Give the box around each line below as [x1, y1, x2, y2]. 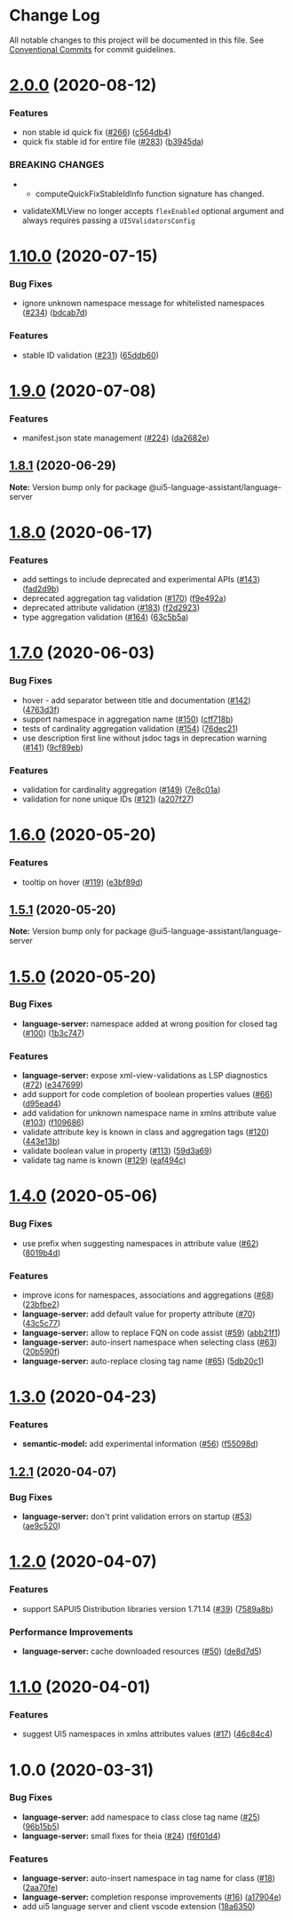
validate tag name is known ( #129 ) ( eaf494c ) [21, 1155, 186, 1165]
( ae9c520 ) [21, 1521, 61, 1531]
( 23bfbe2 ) [21, 1299, 60, 1309]
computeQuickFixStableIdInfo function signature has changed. [35, 188, 265, 199]
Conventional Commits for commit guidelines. [9, 43, 176, 54]
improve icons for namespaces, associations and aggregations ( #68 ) [21, 1289, 274, 1300]
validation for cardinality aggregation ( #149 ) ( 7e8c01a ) [21, 785, 221, 795]
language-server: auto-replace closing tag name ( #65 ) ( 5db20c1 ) [21, 1355, 265, 1366]
